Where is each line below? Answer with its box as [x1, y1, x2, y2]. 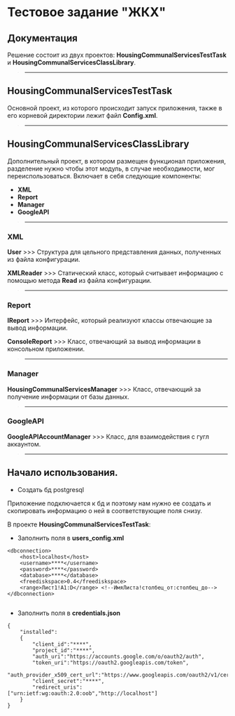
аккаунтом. [7, 439, 41, 448]
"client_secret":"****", [32, 677, 105, 684]
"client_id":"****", [32, 640, 92, 648]
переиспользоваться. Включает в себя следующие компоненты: [7, 171, 201, 180]
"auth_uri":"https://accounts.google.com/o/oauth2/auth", [32, 653, 205, 660]
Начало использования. [7, 467, 118, 479]
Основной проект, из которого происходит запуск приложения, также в [7, 103, 222, 112]
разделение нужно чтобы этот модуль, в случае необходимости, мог [7, 164, 215, 173]
